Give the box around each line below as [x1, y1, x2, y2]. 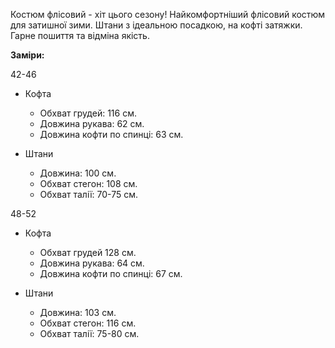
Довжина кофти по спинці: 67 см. [39, 268, 183, 279]
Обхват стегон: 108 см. [39, 178, 138, 189]
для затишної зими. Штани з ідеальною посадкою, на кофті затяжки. [10, 19, 303, 31]
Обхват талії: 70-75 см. [39, 189, 139, 200]
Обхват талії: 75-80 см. [39, 328, 140, 339]
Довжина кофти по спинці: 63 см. [39, 129, 184, 140]
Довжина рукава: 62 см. [39, 118, 145, 129]
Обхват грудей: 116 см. [39, 107, 137, 119]
